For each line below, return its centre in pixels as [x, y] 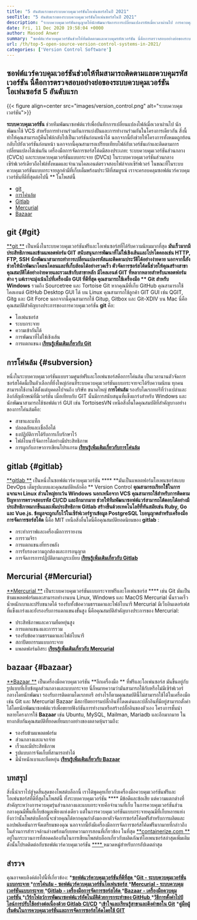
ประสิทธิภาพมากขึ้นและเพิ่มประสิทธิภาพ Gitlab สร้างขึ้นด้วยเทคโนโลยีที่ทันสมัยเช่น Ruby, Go [97, 507]
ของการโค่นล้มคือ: [24, 409]
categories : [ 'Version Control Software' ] [59, 50]
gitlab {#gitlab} [35, 466]
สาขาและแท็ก [27, 421]
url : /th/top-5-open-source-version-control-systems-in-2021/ [84, 45]
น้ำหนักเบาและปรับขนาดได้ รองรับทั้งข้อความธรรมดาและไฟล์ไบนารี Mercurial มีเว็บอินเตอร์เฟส [98, 604]
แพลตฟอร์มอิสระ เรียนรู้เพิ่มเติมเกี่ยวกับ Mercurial [65, 648]
